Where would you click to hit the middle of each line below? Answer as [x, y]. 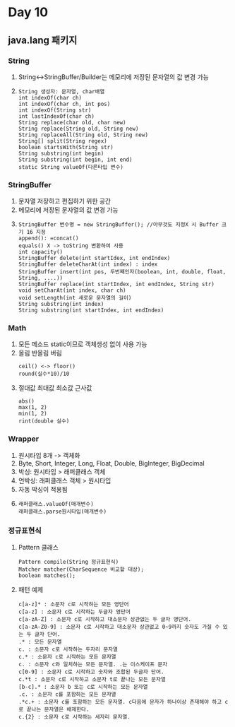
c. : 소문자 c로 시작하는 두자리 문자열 [68, 650]
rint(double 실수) [44, 421]
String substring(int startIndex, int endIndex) [91, 311]
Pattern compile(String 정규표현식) [68, 562]
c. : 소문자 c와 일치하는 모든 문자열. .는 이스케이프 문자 [93, 665]
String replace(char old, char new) [72, 122]
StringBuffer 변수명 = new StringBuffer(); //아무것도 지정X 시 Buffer [118, 225]
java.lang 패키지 [43, 40]
